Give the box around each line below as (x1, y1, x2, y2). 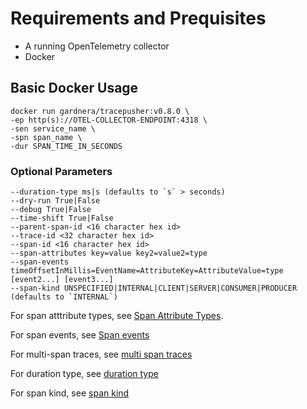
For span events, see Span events (10, 329, 150, 341)
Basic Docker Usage (10, 80, 139, 97)
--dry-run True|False (10, 196, 101, 206)
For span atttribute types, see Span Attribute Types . (10, 310, 224, 322)
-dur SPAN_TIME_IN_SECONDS (10, 141, 123, 151)
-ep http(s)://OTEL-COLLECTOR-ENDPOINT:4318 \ (10, 115, 208, 125)
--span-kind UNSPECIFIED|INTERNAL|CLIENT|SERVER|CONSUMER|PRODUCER (10, 283, 298, 294)
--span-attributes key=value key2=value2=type (10, 248, 208, 259)
